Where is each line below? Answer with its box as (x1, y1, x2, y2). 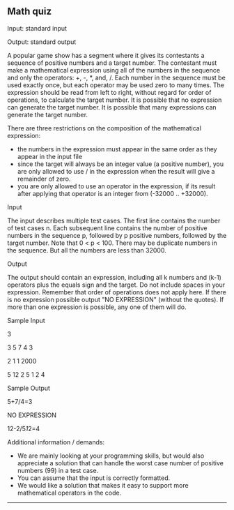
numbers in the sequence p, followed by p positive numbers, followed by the (7, 231, 227, 239)
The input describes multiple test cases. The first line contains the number (7, 216, 221, 225)
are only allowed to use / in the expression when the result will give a (17, 167, 215, 175)
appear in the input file (17, 152, 82, 160)
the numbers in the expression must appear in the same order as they (17, 144, 217, 153)
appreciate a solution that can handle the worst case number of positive (17, 458, 224, 467)
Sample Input (7, 316, 45, 324)
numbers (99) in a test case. (17, 466, 99, 474)
